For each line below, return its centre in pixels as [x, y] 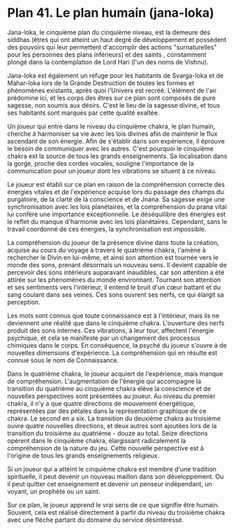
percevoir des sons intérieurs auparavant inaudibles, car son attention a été [116, 272]
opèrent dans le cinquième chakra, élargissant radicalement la [97, 440]
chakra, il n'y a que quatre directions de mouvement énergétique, [101, 403]
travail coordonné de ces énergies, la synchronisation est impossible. [107, 229]
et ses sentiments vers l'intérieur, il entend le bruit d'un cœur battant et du [114, 287]
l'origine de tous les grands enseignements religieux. [83, 455]
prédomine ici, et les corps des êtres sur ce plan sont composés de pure [111, 98]
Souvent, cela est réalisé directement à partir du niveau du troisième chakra [116, 512]
